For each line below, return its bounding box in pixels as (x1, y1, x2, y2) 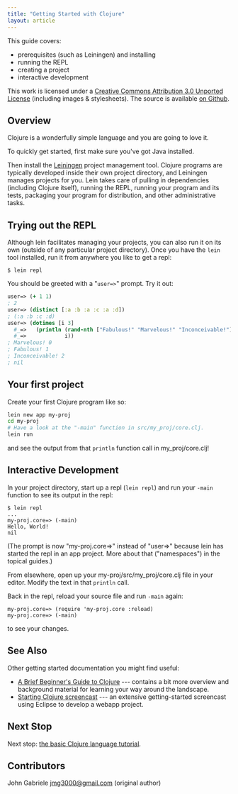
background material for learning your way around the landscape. (17, 685, 210, 693)
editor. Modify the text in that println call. (7, 578, 130, 586)
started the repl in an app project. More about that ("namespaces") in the (7, 549, 221, 558)
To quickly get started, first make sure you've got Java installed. (7, 147, 195, 156)
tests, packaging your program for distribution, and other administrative (7, 191, 216, 199)
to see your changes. (7, 624, 69, 632)
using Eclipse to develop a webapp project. (17, 700, 144, 708)
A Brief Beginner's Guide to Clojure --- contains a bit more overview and (17, 677, 229, 685)
